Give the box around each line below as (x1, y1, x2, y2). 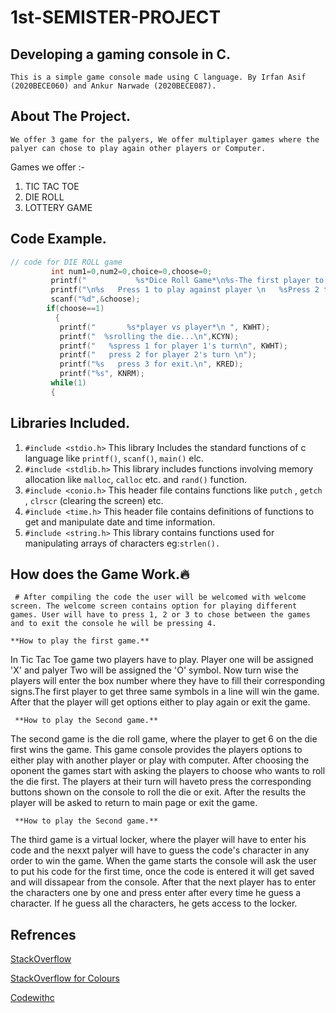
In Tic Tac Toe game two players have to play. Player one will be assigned (10, 654, 314, 666)
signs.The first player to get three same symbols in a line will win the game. (10, 686, 320, 698)
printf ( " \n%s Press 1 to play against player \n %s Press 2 (50, 285, 320, 295)
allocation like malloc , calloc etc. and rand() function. (24, 473, 247, 485)
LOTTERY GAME (24, 201, 93, 213)
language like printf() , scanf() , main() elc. (24, 452, 204, 464)
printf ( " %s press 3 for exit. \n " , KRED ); (59, 359, 244, 370)
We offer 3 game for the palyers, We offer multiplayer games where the (10, 134, 320, 145)
